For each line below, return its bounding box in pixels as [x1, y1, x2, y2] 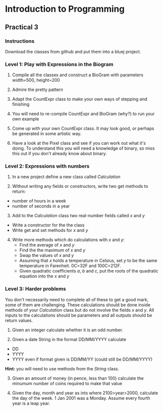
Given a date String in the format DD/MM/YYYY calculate [12, 336, 127, 342]
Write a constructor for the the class [12, 222, 85, 228]
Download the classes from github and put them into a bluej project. [5, 48, 141, 54]
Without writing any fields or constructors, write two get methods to [12, 183, 148, 189]
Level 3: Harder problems [5, 285, 66, 292]
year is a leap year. [12, 400, 50, 406]
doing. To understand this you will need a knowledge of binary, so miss [12, 145, 155, 151]
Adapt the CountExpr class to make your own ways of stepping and [12, 96, 147, 102]
